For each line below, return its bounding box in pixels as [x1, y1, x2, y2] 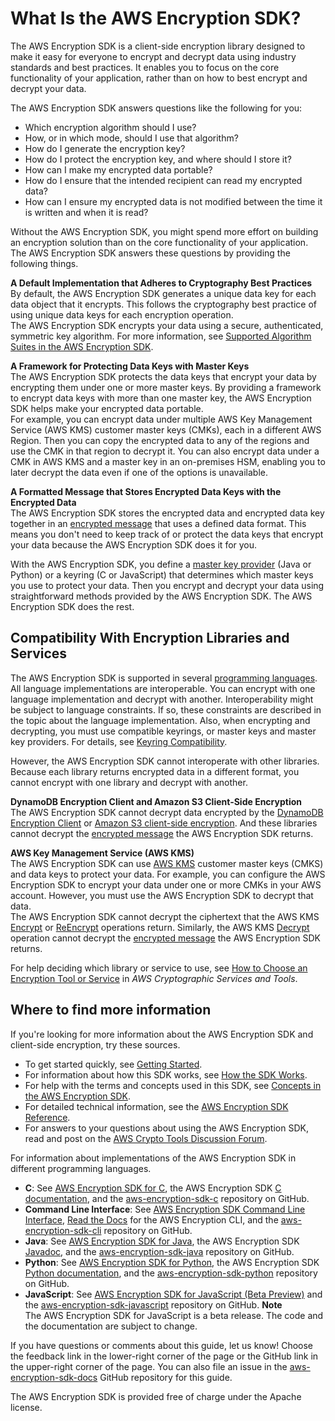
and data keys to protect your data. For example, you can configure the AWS [10, 868, 326, 880]
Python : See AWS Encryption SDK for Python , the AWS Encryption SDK [24, 1256, 320, 1268]
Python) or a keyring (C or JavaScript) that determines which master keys [10, 568, 314, 581]
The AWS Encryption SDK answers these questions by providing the [10, 247, 291, 259]
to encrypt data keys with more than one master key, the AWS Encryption [10, 392, 312, 404]
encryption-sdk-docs [10, 1371, 98, 1383]
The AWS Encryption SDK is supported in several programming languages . [10, 672, 318, 684]
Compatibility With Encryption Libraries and [10, 630, 290, 647]
